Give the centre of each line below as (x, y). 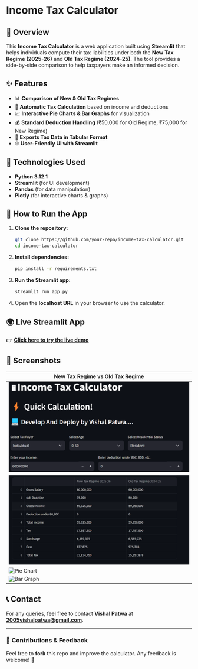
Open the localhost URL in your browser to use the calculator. (90, 303)
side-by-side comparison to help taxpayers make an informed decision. (93, 65)
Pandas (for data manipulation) (52, 189)
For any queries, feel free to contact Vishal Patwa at (70, 613)
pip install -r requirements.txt (56, 269)
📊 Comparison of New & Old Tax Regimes (67, 98)
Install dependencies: (42, 257)
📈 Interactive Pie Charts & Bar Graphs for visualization (82, 113)
